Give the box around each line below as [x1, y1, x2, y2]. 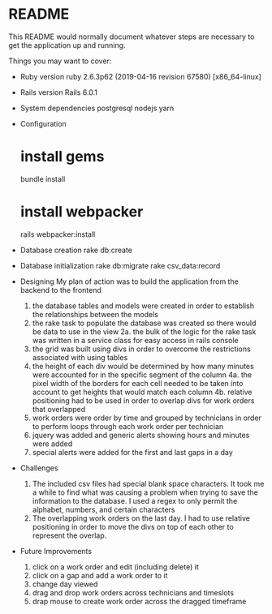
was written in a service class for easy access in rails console [32, 335, 239, 345]
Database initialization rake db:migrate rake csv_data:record [19, 260, 221, 270]
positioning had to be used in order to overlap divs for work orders [32, 395, 255, 406]
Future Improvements [19, 546, 92, 556]
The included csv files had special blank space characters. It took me [32, 479, 265, 488]
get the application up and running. [8, 40, 126, 49]
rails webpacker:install [19, 229, 96, 239]
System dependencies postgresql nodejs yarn [19, 103, 175, 113]
